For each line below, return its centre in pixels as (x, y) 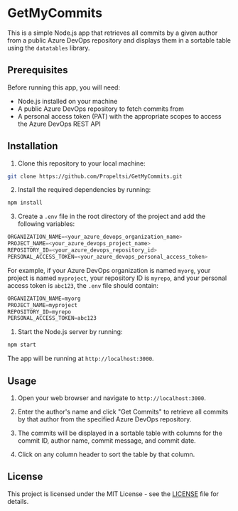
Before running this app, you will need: (64, 87)
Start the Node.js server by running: (70, 332)
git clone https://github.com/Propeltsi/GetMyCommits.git (95, 176)
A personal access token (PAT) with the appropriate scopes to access (119, 116)
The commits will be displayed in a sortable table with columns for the (120, 433)
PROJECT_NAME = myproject (43, 305)
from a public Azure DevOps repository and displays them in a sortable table (119, 40)
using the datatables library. (49, 48)
